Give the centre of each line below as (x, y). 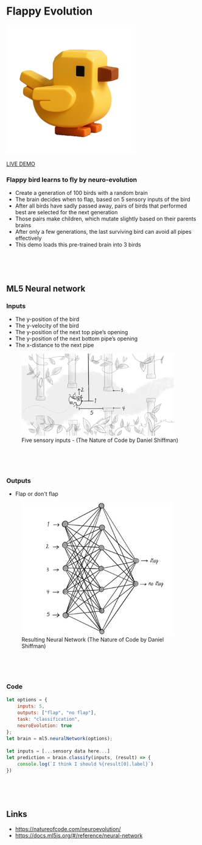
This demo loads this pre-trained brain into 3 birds (78, 245)
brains (23, 225)
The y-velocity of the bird (47, 325)
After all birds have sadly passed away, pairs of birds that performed (101, 206)
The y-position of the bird (47, 319)
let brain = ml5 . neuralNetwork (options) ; (60, 738)
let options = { (27, 700)
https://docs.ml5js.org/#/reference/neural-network (79, 835)
